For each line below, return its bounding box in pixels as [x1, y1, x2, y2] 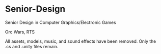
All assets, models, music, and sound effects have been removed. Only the [5, 38, 156, 44]
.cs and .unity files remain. [5, 43, 59, 49]
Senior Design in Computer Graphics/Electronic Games [5, 19, 116, 25]
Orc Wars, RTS [5, 29, 35, 35]
